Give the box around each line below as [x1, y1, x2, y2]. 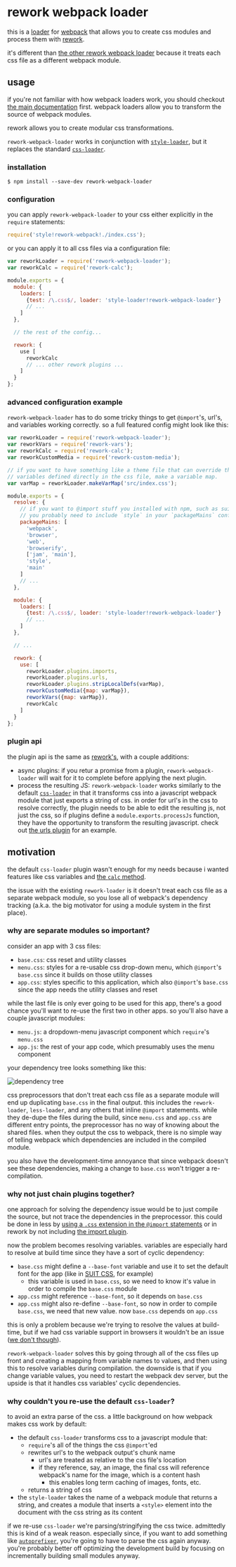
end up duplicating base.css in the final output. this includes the [7, 1098, 192, 1107]
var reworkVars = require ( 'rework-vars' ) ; [7, 441, 133, 448]
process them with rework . [7, 34, 85, 43]
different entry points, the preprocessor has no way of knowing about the [7, 1120, 220, 1129]
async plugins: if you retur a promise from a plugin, [17, 766, 166, 774]
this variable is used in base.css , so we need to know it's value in [27, 1277, 216, 1286]
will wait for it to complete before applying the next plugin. [38, 774, 207, 782]
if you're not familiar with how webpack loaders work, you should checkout [7, 95, 225, 103]
